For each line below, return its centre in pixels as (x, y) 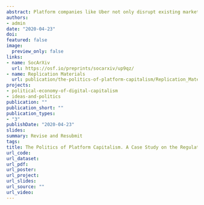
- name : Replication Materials (46, 74)
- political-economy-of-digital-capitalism (62, 91)
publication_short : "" (35, 108)
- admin (16, 23)
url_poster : (21, 170)
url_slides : (21, 181)
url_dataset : (23, 158)
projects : (19, 86)
